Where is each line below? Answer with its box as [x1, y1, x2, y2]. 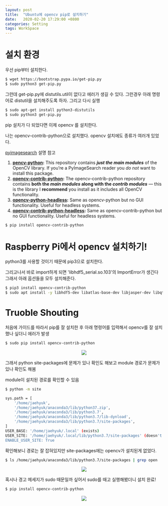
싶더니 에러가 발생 [14, 331, 49, 337]
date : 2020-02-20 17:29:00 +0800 [5, 17, 79, 22]
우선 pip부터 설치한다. [5, 67, 48, 73]
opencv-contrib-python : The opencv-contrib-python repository [12, 175, 145, 181]
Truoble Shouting [5, 307, 79, 319]
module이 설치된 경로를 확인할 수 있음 [5, 376, 79, 383]
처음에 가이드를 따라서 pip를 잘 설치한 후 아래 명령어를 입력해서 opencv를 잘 [5, 324, 153, 330]
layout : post [5, 7, 32, 13]
